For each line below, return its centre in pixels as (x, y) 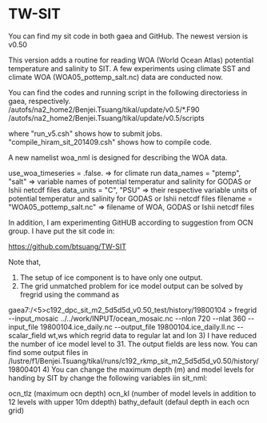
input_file (23, 327)
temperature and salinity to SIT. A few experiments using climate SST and (129, 68)
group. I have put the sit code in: (62, 231)
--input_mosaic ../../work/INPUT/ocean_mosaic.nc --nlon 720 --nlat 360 (127, 318)
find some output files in (48, 352)
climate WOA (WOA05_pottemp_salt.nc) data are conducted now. (116, 77)
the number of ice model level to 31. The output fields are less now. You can (133, 344)
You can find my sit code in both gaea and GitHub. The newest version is (128, 36)
